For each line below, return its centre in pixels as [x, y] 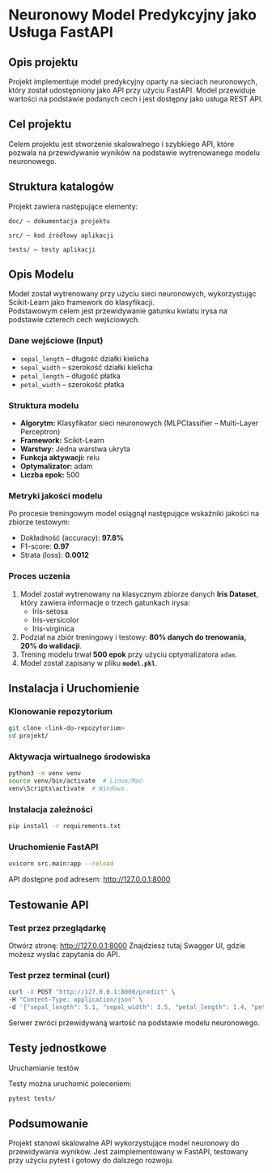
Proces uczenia [39, 576]
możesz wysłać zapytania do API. [64, 955]
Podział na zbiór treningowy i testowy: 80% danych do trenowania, [133, 637]
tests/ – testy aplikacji [52, 249]
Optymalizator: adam [56, 466]
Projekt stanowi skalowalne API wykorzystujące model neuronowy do [124, 1143]
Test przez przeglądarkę [57, 928]
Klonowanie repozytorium [61, 711]
